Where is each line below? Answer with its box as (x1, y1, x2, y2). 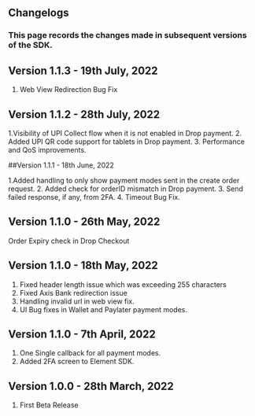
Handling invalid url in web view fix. (19, 296, 135, 306)
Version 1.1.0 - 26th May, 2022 (8, 215, 161, 229)
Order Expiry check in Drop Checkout (8, 236, 130, 245)
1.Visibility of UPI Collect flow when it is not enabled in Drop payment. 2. (8, 128, 242, 138)
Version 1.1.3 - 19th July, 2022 (8, 64, 159, 77)
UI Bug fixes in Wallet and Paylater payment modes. (19, 304, 187, 314)
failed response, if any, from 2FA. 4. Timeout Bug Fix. (8, 192, 181, 201)
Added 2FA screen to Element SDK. (19, 357, 135, 366)
